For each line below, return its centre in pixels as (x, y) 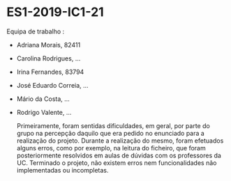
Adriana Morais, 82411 (49, 45)
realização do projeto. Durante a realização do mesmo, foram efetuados (120, 141)
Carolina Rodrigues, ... (49, 58)
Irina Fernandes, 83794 (50, 72)
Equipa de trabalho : (36, 31)
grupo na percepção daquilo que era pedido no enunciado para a (111, 133)
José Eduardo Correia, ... (52, 85)
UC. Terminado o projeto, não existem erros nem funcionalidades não (117, 163)
